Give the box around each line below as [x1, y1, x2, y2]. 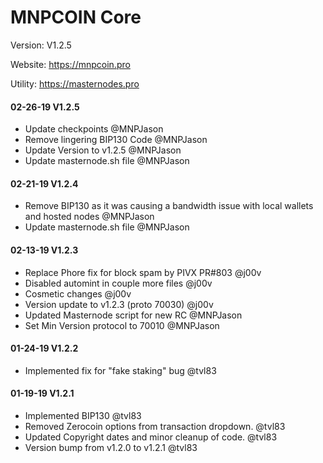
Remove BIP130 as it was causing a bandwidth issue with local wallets [24, 200, 314, 212]
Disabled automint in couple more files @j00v [24, 277, 213, 289]
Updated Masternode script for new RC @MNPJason [24, 309, 243, 321]
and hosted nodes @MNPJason [24, 211, 155, 223]
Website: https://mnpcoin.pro [10, 58, 131, 70]
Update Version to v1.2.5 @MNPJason [24, 144, 182, 156]
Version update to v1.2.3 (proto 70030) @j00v [24, 298, 214, 310]
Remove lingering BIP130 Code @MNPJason [24, 134, 208, 146]
